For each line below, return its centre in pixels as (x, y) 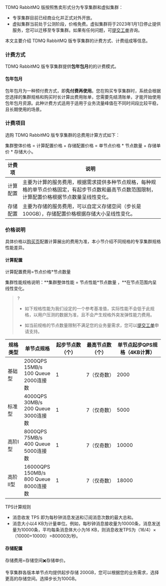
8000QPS (36, 432)
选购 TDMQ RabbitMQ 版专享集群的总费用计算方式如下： (62, 135)
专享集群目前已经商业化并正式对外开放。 (53, 18)
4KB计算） (143, 352)
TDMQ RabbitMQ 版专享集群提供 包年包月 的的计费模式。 (62, 66)
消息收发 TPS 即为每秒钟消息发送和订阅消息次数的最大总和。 (74, 517)
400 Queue (37, 444)
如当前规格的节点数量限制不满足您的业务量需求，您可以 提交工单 (89, 325)
